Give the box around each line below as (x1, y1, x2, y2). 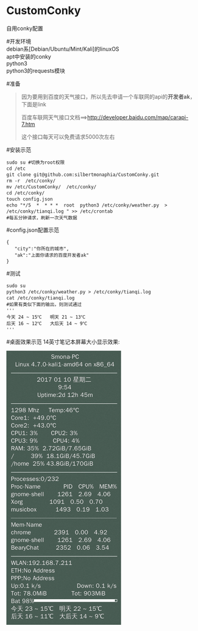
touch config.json (6, 196, 53, 202)
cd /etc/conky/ (6, 190, 45, 196)
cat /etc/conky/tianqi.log (6, 294, 75, 301)
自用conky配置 (6, 24, 44, 32)
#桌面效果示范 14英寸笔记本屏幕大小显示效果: (6, 338, 120, 345)
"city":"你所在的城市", (14, 246, 69, 252)
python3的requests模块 (6, 67, 65, 74)
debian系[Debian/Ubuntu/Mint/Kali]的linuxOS (6, 45, 120, 53)
